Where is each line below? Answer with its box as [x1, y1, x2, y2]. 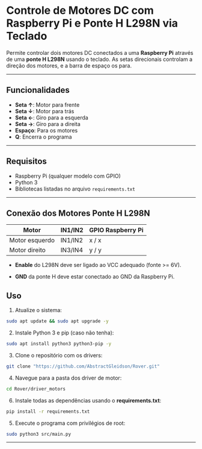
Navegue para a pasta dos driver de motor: [14, 374, 122, 381]
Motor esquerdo [9, 236, 55, 245]
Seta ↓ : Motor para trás [14, 107, 75, 115]
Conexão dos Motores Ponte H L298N [6, 208, 150, 218]
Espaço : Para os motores [14, 127, 78, 134]
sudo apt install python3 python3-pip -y [6, 341, 112, 347]
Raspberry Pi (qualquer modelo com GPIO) [14, 172, 121, 180]
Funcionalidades [6, 85, 70, 95]
